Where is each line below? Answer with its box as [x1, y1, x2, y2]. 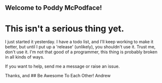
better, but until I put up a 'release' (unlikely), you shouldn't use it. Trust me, [5, 44, 156, 50]
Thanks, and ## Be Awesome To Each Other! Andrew [5, 73, 111, 79]
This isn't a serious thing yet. [5, 23, 124, 34]
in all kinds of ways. [5, 54, 44, 60]
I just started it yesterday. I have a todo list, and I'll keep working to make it [5, 39, 154, 45]
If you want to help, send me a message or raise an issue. [5, 63, 120, 69]
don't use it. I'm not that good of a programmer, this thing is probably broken [5, 49, 158, 55]
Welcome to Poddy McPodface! [5, 4, 103, 12]
